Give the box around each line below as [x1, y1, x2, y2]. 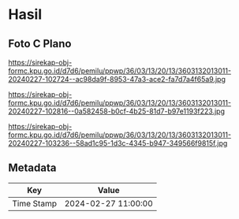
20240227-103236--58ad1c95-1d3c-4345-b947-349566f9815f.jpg [8, 139, 228, 147]
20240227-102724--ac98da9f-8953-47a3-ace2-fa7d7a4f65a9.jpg [8, 75, 226, 84]
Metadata [8, 161, 57, 175]
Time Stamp [12, 198, 58, 209]
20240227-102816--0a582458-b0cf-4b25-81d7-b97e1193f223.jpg [8, 106, 226, 116]
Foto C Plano [8, 37, 72, 50]
